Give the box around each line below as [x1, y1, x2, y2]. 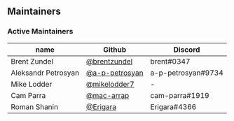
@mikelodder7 [85, 79, 135, 89]
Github [103, 45, 127, 55]
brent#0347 [150, 56, 191, 66]
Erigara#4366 [150, 101, 197, 111]
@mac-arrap [85, 90, 130, 100]
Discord [173, 45, 200, 55]
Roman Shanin [11, 101, 58, 111]
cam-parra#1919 [150, 90, 209, 100]
